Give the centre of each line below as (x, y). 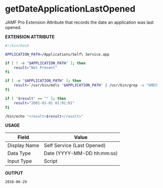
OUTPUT (14, 173)
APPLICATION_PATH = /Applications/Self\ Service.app (57, 54)
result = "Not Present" (35, 68)
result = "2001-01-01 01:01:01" (44, 103)
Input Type (20, 161)
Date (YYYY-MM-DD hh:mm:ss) (81, 153)
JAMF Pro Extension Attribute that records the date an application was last (79, 22)
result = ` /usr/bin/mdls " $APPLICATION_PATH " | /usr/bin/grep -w (79, 86)
